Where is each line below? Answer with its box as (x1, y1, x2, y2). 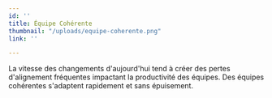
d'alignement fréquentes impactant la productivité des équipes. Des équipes (8, 72, 265, 82)
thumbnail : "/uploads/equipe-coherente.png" (8, 27, 162, 35)
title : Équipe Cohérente (8, 19, 93, 28)
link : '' (8, 34, 38, 43)
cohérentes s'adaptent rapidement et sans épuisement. (8, 81, 193, 91)
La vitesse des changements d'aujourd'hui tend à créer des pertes (8, 64, 231, 74)
